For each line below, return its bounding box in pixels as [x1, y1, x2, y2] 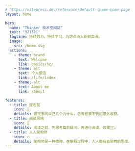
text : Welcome [18, 57, 47, 62]
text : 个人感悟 [18, 71, 46, 76]
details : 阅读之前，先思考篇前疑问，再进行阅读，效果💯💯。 [14, 125, 118, 130]
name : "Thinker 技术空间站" [9, 25, 63, 30]
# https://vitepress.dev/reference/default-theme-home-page [5, 7, 131, 12]
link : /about [18, 89, 45, 94]
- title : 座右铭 [9, 102, 41, 107]
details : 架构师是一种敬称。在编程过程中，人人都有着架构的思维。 [14, 139, 132, 144]
